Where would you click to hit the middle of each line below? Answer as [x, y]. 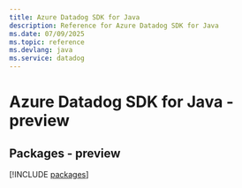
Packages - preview [65, 153]
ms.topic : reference [47, 42]
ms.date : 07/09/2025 [47, 34]
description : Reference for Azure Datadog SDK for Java [114, 26]
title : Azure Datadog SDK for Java [75, 17]
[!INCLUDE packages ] [49, 174]
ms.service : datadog [47, 58]
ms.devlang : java [41, 50]
